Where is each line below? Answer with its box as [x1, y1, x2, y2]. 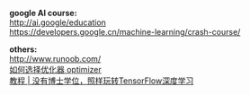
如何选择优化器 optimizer [9, 65, 102, 74]
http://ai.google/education [9, 17, 106, 28]
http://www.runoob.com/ [9, 54, 102, 64]
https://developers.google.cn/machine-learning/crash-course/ [9, 27, 241, 37]
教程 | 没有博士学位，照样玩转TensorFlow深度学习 [9, 75, 194, 86]
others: [9, 44, 38, 55]
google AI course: [9, 8, 78, 18]
